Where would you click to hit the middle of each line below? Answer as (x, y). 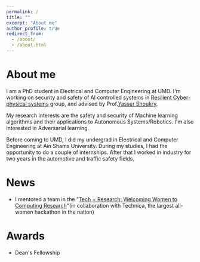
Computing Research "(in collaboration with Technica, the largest (94, 205)
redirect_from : (25, 34)
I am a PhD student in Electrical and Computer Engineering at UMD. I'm (93, 91)
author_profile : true (33, 28)
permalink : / (22, 12)
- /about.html (29, 45)
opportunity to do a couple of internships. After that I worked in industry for (99, 152)
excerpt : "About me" (32, 23)
